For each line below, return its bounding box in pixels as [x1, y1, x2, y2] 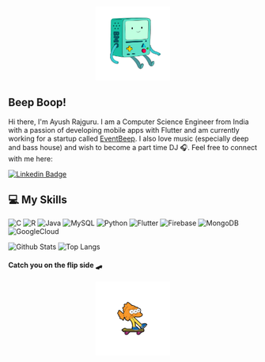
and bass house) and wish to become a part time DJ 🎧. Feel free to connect [8, 142, 258, 152]
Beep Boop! [8, 96, 67, 109]
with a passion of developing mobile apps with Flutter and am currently [8, 125, 240, 134]
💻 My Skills [8, 193, 67, 207]
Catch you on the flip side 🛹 [8, 260, 103, 270]
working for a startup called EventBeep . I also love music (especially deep [8, 134, 249, 143]
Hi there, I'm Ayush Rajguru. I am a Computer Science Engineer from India [8, 117, 249, 126]
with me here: [8, 153, 53, 164]
